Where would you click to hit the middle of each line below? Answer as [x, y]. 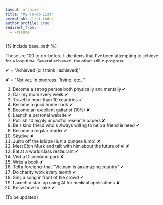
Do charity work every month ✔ [44, 172]
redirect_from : [21, 28]
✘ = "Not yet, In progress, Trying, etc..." [46, 80]
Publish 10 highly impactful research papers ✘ [59, 120]
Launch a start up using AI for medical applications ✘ [66, 183]
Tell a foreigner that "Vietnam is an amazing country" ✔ [68, 167]
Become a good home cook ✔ [43, 105]
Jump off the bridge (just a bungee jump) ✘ [56, 141]
